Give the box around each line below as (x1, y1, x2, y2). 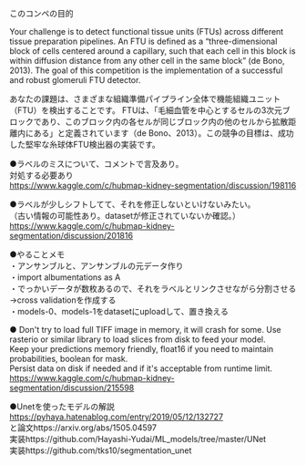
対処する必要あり (9, 170, 74, 181)
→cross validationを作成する (9, 294, 117, 305)
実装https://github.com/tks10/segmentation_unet (9, 445, 192, 456)
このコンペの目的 (9, 8, 74, 18)
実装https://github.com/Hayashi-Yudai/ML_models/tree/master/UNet (9, 434, 267, 444)
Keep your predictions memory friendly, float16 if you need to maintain (9, 344, 274, 354)
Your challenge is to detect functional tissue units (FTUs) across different (9, 26, 284, 36)
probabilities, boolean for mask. (9, 354, 128, 364)
